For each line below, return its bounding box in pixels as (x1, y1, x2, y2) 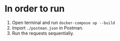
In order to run (4, 3, 65, 14)
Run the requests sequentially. (11, 30, 74, 36)
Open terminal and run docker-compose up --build (11, 19, 116, 25)
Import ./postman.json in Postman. (11, 24, 84, 30)
